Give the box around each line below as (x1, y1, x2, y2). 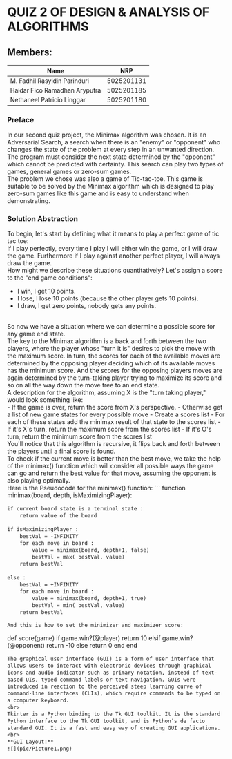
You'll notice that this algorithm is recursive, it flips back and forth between (7, 440, 221, 448)
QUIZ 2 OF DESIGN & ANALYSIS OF (7, 4, 210, 20)
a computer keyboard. (7, 697, 70, 704)
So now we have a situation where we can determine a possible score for (7, 323, 215, 331)
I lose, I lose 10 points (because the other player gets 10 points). (17, 294, 199, 302)
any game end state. (7, 329, 66, 338)
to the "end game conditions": (7, 273, 93, 282)
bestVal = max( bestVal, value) (32, 554, 126, 561)
